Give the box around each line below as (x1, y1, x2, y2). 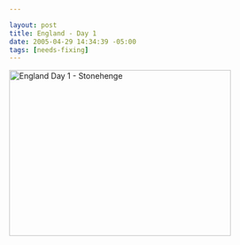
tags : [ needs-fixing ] (9, 45, 89, 54)
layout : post (9, 20, 58, 29)
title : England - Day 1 (9, 28, 97, 38)
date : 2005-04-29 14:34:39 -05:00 (9, 37, 137, 46)
